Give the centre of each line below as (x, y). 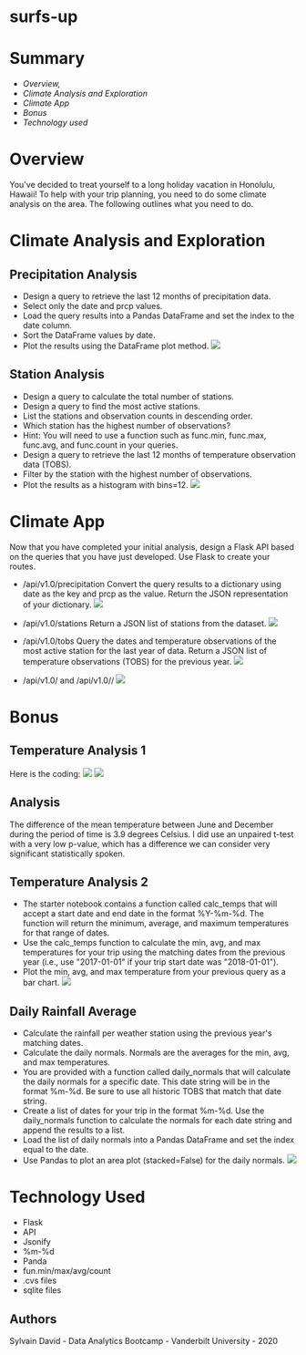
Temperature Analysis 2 (79, 882)
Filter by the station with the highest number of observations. (137, 474)
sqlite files (42, 1290)
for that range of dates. (66, 933)
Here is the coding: (45, 773)
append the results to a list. (74, 1130)
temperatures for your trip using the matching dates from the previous (154, 952)
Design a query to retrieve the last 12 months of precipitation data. (147, 296)
